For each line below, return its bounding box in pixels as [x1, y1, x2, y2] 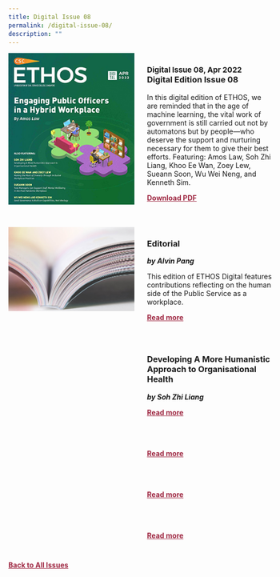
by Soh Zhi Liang [146, 392, 204, 402]
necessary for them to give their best [146, 143, 270, 153]
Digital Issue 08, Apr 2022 [146, 65, 242, 75]
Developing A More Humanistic [146, 354, 270, 365]
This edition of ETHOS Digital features [146, 272, 272, 282]
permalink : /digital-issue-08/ [8, 21, 113, 30]
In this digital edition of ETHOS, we [146, 92, 262, 102]
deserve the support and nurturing [146, 134, 262, 144]
